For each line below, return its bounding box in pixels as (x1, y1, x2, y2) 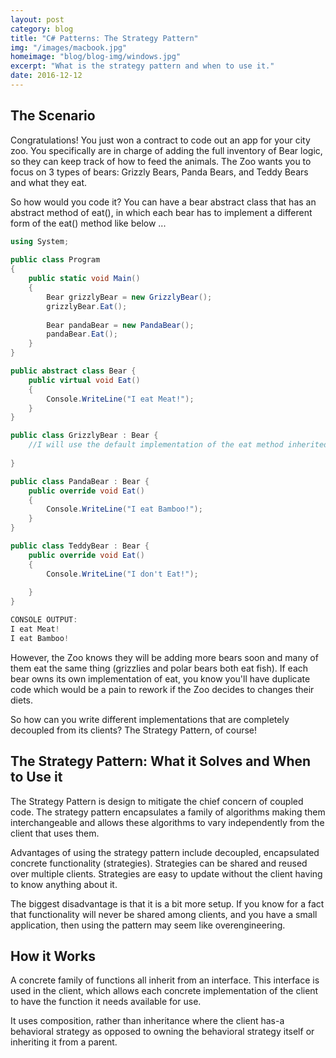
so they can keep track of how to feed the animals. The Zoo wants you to (10, 155, 312, 167)
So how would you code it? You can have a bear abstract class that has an (10, 196, 317, 208)
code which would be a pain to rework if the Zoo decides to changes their (10, 683, 315, 695)
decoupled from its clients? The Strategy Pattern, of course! (10, 724, 258, 736)
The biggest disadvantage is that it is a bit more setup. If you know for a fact (10, 897, 325, 910)
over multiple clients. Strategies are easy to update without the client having (10, 867, 323, 880)
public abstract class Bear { (10, 366, 137, 376)
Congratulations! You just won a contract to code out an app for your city (10, 134, 311, 146)
